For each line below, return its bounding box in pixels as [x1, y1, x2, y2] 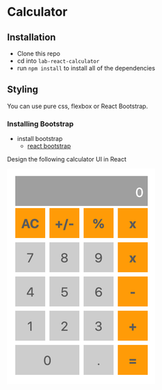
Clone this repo [16, 49, 60, 57]
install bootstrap [16, 135, 63, 143]
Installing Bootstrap [7, 119, 74, 129]
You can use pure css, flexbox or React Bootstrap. [7, 102, 148, 110]
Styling [7, 83, 39, 96]
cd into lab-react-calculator [16, 57, 100, 65]
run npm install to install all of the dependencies [16, 64, 156, 72]
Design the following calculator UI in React [7, 155, 126, 164]
